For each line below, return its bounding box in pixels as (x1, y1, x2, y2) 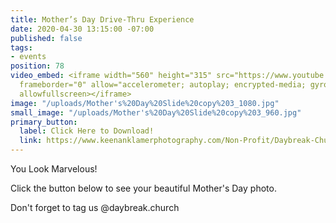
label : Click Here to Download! (19, 126, 155, 136)
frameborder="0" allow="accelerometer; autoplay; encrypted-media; (19, 80, 307, 90)
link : (19, 136, 43, 146)
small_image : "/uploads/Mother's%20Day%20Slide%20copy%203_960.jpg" (10, 107, 302, 118)
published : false (10, 33, 83, 43)
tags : (10, 42, 33, 53)
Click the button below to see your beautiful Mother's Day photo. (10, 182, 277, 194)
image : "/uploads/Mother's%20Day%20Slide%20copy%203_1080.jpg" (10, 98, 280, 108)
